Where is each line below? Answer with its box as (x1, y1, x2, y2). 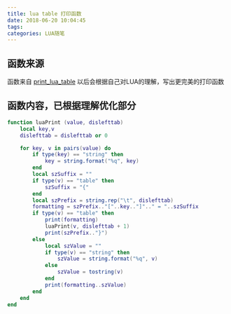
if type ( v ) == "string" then (44, 249, 130, 256)
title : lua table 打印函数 (7, 10, 82, 18)
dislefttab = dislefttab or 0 (20, 132, 108, 139)
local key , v (20, 125, 55, 132)
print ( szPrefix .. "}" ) (44, 229, 108, 236)
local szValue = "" (44, 243, 101, 250)
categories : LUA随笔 (7, 29, 65, 37)
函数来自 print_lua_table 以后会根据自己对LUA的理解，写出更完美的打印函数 (7, 78, 225, 86)
